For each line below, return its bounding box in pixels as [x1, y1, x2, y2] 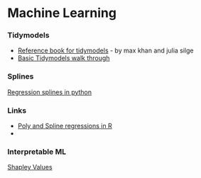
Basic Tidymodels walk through [17, 54, 110, 62]
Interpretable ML [7, 147, 66, 157]
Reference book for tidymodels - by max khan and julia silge [17, 46, 194, 55]
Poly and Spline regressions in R [17, 122, 112, 130]
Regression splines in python [7, 87, 92, 96]
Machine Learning [7, 5, 117, 21]
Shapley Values [7, 163, 53, 172]
